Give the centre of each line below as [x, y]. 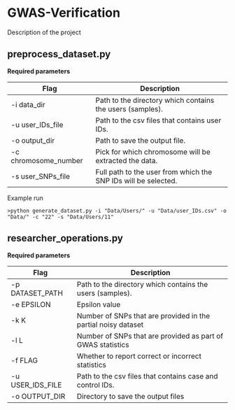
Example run [26, 198]
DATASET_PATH [37, 293]
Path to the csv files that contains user [158, 120]
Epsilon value [99, 304]
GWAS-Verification [64, 13]
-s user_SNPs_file [40, 176]
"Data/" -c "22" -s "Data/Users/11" [60, 217]
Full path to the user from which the [154, 171]
